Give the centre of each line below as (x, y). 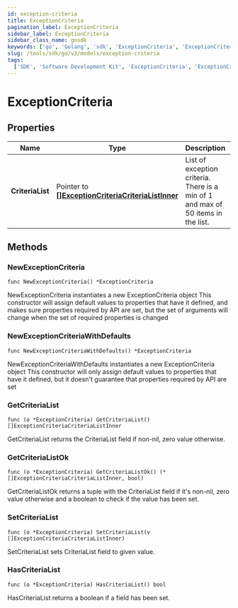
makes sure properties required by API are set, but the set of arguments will (118, 310)
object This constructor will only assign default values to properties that (112, 371)
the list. (197, 222)
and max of (204, 204)
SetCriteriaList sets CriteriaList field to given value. (81, 551)
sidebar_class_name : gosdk (47, 40)
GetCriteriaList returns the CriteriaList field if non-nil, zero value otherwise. (116, 439)
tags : (15, 60)
